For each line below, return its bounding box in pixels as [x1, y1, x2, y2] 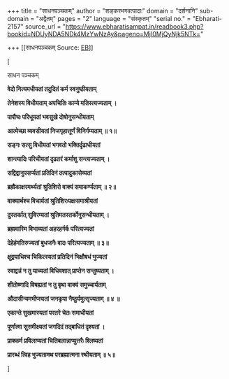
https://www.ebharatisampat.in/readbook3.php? [65, 22, 204, 31]
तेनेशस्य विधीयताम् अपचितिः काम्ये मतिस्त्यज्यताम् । [7, 99, 117, 107]
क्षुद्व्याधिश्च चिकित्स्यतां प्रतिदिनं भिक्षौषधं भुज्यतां [7, 252, 108, 261]
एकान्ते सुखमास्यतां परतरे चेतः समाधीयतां [7, 308, 94, 317]
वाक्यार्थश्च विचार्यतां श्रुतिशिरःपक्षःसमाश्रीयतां [7, 196, 98, 205]
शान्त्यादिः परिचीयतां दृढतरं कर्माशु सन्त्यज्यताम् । [7, 155, 110, 163]
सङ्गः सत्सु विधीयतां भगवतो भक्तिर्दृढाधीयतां [7, 141, 101, 149]
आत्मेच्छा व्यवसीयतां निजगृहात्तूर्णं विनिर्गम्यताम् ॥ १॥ [7, 127, 117, 135]
